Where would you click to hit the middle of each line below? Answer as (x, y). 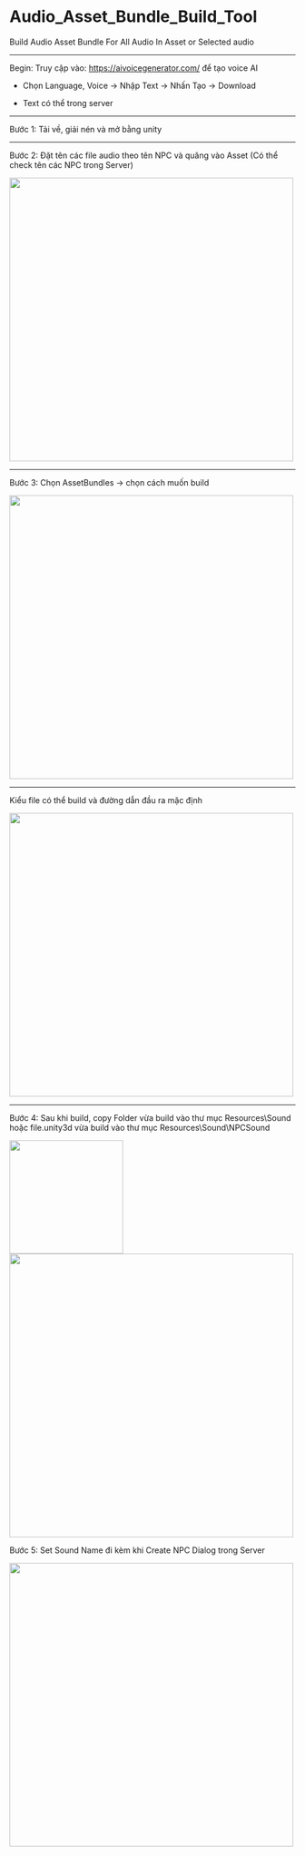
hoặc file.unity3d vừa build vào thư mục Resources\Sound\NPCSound (140, 1127)
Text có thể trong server (68, 103)
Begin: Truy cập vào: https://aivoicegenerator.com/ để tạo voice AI (134, 68)
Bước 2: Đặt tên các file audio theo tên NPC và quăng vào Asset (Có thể (144, 155)
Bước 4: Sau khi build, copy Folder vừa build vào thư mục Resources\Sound (151, 1117)
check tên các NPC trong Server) (72, 164)
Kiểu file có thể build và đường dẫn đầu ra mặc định (106, 800)
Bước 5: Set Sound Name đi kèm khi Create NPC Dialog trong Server (137, 1550)
